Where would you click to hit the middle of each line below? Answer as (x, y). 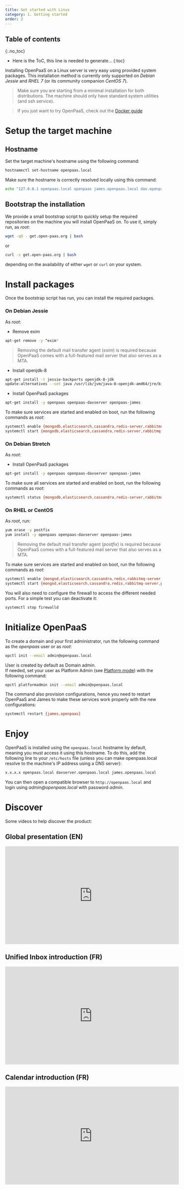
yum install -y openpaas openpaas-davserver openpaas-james (69, 535)
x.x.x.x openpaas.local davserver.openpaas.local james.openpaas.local (81, 773)
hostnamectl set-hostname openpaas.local (49, 170)
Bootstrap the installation (45, 204)
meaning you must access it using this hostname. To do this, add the (75, 753)
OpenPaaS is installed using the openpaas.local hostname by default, (76, 748)
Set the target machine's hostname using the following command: (72, 161)
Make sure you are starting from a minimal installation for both (81, 91)
